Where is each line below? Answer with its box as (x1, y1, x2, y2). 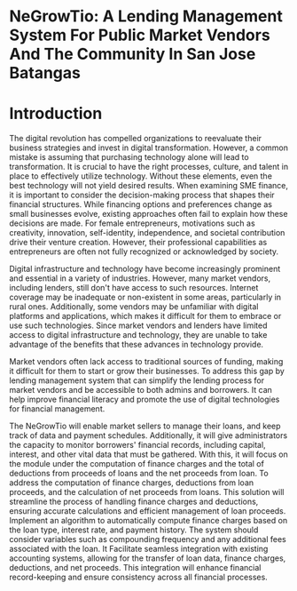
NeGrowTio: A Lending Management (9, 6, 284, 27)
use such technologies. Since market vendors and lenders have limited (9, 320, 268, 331)
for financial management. (9, 403, 106, 414)
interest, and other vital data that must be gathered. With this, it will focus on (9, 449, 288, 459)
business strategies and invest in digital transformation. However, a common (9, 142, 289, 153)
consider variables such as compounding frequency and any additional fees (9, 534, 286, 545)
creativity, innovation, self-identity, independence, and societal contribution (9, 228, 285, 238)
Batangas (9, 63, 82, 84)
